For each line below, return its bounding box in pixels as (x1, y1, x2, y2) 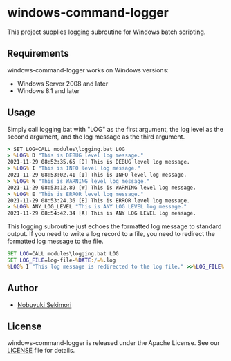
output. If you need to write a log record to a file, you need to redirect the (7, 230, 216, 238)
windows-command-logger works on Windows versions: (7, 66, 169, 74)
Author (7, 282, 38, 294)
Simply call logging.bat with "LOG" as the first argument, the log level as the (7, 125, 223, 133)
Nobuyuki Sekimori (17, 300, 72, 309)
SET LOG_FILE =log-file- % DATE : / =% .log (7, 257, 116, 264)
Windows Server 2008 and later (17, 79, 109, 88)
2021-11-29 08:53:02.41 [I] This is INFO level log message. (7, 171, 187, 179)
